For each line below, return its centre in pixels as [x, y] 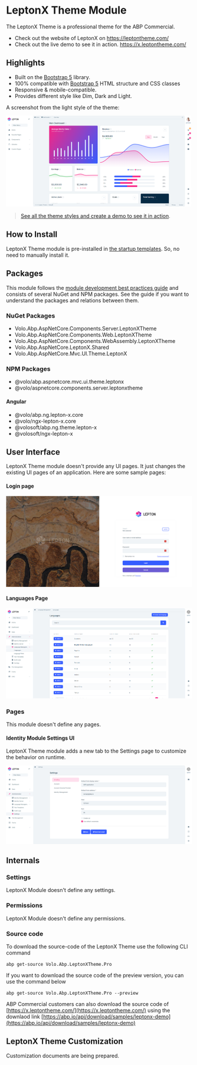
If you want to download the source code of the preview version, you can [95, 975]
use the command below [36, 982]
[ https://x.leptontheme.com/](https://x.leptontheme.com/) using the [88, 1011]
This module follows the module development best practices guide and [92, 288]
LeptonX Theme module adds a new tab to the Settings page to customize [96, 751]
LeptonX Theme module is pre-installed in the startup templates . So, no [93, 249]
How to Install [32, 235]
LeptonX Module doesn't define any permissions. [66, 918]
